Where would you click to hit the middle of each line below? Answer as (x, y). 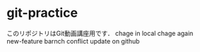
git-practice (42, 13)
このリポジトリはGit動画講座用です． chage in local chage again (100, 33)
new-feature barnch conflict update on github (73, 41)
